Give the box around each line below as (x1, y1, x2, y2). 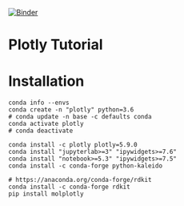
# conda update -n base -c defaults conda (8, 113, 152, 121)
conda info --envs (8, 99, 70, 107)
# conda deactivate (8, 127, 74, 135)
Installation (8, 72, 85, 91)
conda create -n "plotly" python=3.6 (8, 106, 134, 114)
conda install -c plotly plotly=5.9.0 (8, 141, 138, 149)
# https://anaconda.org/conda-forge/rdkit (8, 176, 152, 184)
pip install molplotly (8, 190, 84, 198)
